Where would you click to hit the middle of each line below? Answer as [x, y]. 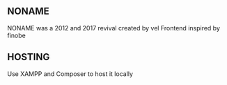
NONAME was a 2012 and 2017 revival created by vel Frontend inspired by [114, 28]
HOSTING [29, 57]
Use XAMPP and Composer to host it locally [70, 74]
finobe [16, 35]
